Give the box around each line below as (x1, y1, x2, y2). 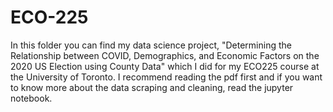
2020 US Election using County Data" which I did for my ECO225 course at (10, 60, 320, 72)
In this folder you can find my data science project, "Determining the (10, 39, 292, 51)
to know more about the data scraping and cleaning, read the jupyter (10, 81, 294, 93)
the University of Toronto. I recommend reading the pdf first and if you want (10, 71, 323, 83)
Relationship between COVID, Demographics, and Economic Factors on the (10, 49, 320, 61)
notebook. (10, 92, 53, 104)
